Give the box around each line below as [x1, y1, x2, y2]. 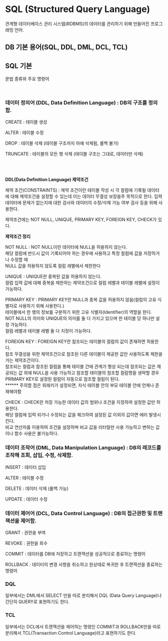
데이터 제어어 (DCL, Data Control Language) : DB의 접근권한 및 [5, 509, 152, 516]
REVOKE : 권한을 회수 [5, 540, 48, 546]
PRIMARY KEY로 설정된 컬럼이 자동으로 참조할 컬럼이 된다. [5, 376, 120, 382]
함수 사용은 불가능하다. [14, 430, 59, 436]
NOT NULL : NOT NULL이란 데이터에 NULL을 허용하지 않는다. [5, 244, 127, 250]
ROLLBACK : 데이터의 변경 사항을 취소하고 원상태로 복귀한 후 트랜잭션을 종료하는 [5, 561, 163, 567]
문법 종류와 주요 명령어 [5, 76, 49, 82]
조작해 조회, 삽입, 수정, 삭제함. [5, 452, 73, 459]
